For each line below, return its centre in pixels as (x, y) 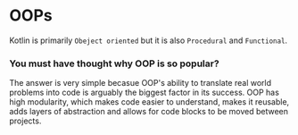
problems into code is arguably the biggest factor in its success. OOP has (144, 93)
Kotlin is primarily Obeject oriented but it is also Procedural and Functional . (149, 40)
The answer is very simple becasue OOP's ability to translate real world (141, 83)
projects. (25, 121)
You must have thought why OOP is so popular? (115, 63)
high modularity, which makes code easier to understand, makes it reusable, (149, 102)
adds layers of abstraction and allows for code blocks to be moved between (149, 112)
